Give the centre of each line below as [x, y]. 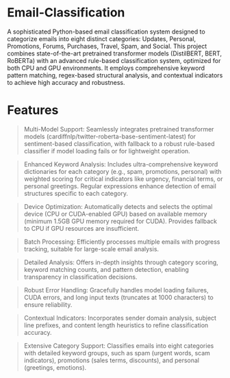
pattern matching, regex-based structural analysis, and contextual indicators [115, 75]
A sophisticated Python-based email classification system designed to [106, 32]
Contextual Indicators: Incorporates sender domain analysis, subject [120, 318]
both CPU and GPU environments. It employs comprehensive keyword [106, 68]
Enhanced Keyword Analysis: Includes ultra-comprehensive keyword [121, 164]
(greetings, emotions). [55, 367]
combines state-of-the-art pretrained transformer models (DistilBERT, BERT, [115, 53]
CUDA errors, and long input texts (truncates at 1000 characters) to [118, 297]
